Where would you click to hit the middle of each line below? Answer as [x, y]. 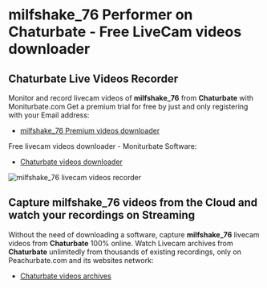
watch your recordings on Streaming [101, 215]
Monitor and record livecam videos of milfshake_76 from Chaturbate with [131, 98]
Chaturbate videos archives [66, 276]
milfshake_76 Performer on [101, 15]
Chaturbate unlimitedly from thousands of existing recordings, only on [125, 252]
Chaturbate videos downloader [71, 162]
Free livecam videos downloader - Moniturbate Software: [103, 146]
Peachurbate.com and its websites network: [81, 260]
